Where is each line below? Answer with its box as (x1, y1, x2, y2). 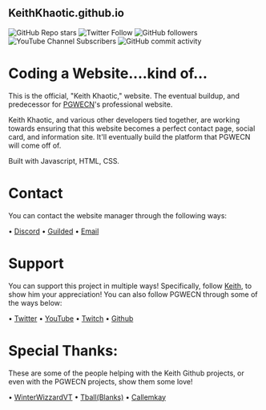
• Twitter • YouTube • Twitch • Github (8, 313, 134, 323)
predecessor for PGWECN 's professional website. (8, 99, 173, 109)
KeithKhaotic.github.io (8, 6, 124, 20)
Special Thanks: (8, 341, 119, 359)
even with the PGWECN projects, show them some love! (8, 376, 193, 386)
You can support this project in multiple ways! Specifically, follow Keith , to (8, 281, 252, 290)
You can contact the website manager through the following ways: (8, 210, 227, 220)
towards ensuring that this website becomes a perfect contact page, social (8, 124, 256, 133)
